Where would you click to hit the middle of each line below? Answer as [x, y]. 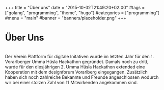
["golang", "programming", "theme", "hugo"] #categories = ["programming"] [82, 13]
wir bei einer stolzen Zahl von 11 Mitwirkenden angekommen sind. [71, 82]
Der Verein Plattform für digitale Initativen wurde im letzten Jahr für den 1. [80, 56]
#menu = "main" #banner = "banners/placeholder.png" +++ [66, 18]
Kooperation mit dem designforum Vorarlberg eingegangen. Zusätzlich [77, 72]
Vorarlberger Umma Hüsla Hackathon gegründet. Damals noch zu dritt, [77, 62]
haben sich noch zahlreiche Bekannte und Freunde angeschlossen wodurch [82, 77]
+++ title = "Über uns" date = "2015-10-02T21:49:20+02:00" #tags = [75, 8]
